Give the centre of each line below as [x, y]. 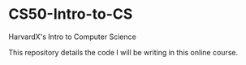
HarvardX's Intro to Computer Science [72, 37]
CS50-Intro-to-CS [71, 14]
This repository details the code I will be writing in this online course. [123, 52]
